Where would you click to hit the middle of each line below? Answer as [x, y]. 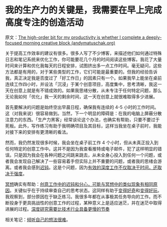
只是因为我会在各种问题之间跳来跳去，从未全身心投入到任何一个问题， [85, 155]
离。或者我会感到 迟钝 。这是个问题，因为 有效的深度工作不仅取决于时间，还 [81, 167]
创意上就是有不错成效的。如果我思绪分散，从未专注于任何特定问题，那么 [88, 90]
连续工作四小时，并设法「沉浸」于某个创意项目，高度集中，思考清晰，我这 [81, 84]
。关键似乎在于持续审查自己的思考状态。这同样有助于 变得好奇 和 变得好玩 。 [86, 190]
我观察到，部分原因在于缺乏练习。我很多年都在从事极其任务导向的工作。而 [81, 196]
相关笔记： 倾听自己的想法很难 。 [38, 220]
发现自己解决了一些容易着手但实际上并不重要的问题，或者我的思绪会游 [90, 161]
